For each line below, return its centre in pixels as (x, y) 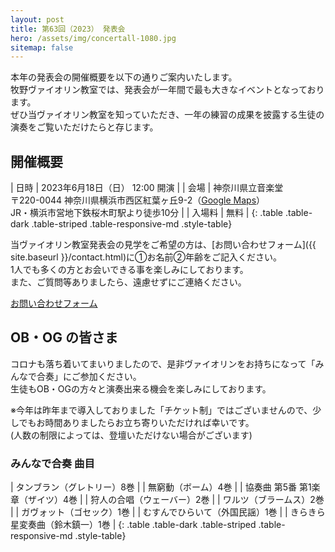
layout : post (37, 19)
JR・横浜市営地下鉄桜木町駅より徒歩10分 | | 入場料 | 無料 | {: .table (147, 213)
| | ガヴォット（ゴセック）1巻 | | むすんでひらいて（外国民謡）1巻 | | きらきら (168, 512)
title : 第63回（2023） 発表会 (68, 29)
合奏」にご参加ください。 (89, 376)
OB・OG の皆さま (64, 337)
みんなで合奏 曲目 (52, 463)
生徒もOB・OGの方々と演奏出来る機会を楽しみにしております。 (141, 388)
